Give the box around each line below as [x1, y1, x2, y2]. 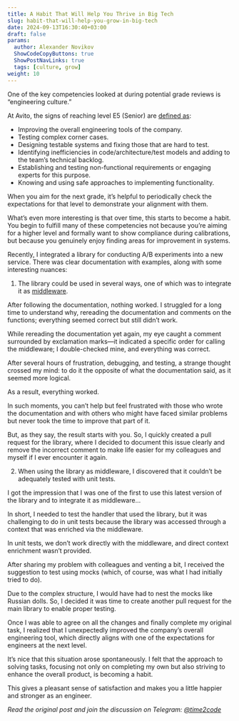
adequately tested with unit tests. [17, 474, 116, 483]
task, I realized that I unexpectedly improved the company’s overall [7, 625, 204, 634]
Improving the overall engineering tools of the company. [17, 125, 183, 133]
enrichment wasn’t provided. [7, 546, 92, 555]
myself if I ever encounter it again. [7, 453, 108, 461]
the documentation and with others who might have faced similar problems [7, 408, 228, 418]
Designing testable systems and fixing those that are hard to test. [17, 140, 210, 148]
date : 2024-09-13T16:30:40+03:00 [7, 24, 107, 31]
